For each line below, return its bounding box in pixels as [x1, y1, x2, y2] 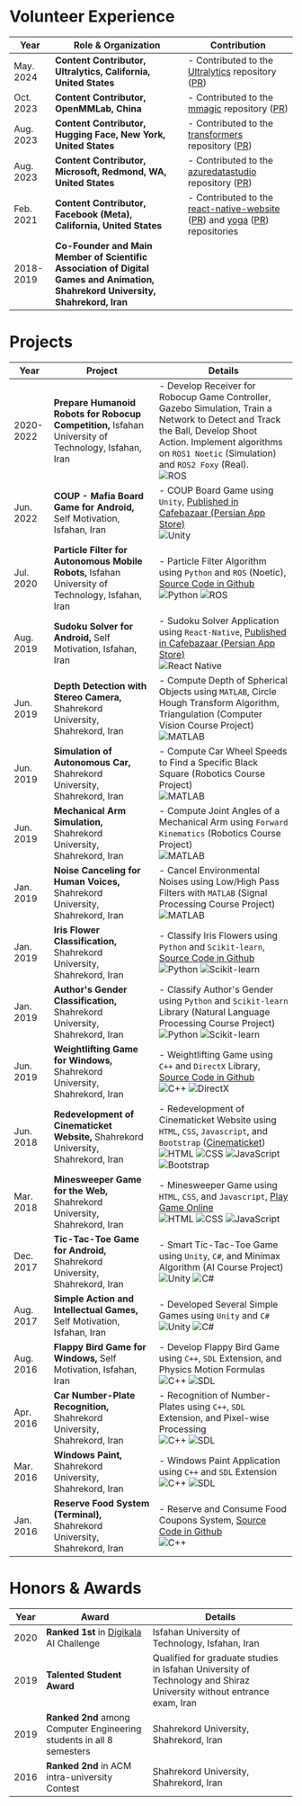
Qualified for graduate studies [152, 1651, 279, 1664]
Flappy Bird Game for [53, 1340, 147, 1353]
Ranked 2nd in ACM [46, 1759, 132, 1772]
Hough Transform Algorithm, [158, 696, 280, 709]
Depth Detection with [53, 679, 147, 692]
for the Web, [53, 1185, 109, 1197]
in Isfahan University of [152, 1662, 251, 1675]
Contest [46, 1782, 80, 1794]
